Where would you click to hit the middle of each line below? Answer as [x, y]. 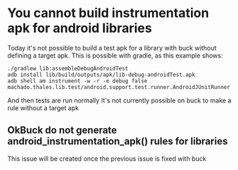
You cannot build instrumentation [108, 13]
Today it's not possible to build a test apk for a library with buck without [112, 48]
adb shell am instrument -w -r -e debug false [77, 81]
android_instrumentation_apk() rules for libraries [118, 141]
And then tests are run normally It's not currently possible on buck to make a [119, 100]
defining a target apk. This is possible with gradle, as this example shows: [115, 55]
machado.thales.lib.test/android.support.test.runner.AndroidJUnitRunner [119, 87]
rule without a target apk [43, 107]
